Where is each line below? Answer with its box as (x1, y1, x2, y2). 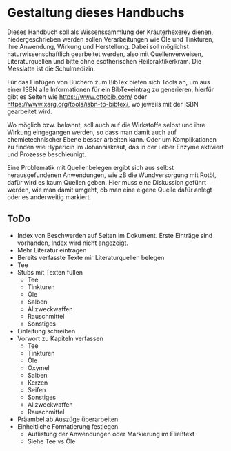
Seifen (27, 385, 46, 394)
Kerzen (27, 378, 48, 387)
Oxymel (27, 363, 50, 371)
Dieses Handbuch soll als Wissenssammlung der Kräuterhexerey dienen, (7, 28, 214, 36)
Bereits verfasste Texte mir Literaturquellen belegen (17, 253, 165, 261)
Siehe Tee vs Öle (27, 437, 76, 445)
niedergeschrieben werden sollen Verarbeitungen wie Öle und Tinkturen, (7, 35, 214, 43)
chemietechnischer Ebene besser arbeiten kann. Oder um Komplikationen (7, 135, 217, 143)
